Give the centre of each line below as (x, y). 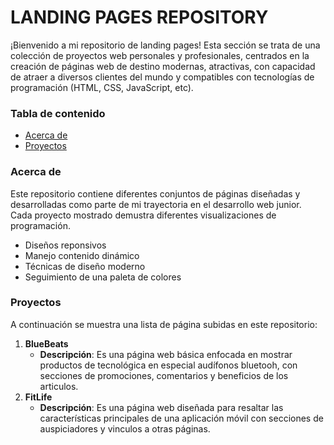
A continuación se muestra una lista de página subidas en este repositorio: (164, 324)
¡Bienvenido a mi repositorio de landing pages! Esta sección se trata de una (165, 45)
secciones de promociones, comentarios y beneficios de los (164, 375)
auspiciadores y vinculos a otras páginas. (125, 428)
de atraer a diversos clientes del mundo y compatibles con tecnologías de (162, 77)
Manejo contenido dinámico (82, 255)
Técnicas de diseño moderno (85, 266)
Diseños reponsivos (65, 245)
